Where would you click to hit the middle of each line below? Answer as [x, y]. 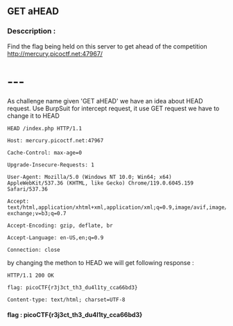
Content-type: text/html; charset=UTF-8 [67, 300]
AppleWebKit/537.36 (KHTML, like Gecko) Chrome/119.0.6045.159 [101, 183]
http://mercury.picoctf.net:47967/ [55, 53]
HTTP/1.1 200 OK [31, 275]
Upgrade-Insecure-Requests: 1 [51, 165]
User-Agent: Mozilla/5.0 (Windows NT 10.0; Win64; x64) [89, 177]
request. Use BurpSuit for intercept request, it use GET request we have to [113, 108]
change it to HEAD [34, 115]
